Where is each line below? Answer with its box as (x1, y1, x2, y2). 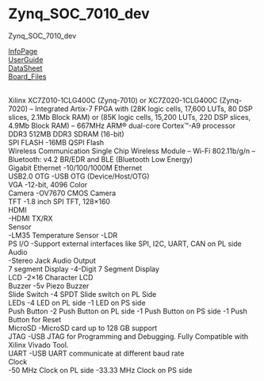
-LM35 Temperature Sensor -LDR (8, 230, 118, 240)
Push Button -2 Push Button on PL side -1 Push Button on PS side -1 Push (8, 306, 247, 316)
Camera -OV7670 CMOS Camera (8, 188, 117, 198)
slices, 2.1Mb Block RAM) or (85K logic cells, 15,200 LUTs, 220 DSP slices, (8, 112, 251, 121)
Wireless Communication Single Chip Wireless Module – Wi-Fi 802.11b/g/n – (8, 146, 256, 156)
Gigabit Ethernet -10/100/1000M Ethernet (8, 163, 143, 172)
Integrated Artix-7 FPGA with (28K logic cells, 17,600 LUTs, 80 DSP (34, 104, 254, 114)
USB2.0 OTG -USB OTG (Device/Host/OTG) (8, 171, 150, 181)
